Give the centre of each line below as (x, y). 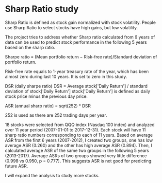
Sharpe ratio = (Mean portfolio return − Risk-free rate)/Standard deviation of (81, 56)
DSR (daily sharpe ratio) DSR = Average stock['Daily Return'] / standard (76, 86)
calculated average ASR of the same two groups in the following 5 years (77, 150)
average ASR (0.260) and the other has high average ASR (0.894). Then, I (79, 145)
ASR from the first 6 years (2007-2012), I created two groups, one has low (79, 140)
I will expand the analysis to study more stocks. (52, 175)
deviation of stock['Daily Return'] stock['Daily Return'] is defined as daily (78, 91)
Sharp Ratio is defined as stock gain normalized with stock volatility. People (81, 22)
